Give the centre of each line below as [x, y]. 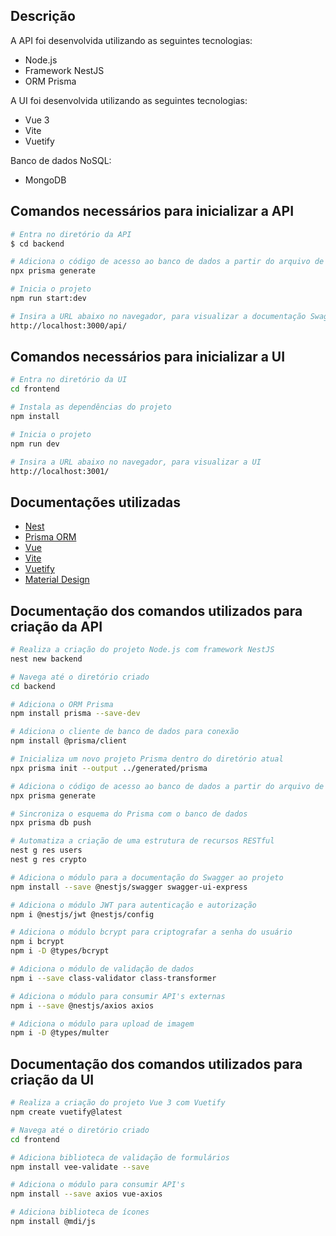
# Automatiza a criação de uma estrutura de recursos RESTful [142, 841]
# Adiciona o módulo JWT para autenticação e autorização [133, 905]
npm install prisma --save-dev [75, 714]
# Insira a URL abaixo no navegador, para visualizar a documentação [158, 316]
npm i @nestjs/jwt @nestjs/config [82, 914]
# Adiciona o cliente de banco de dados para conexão [125, 732]
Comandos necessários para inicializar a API [152, 211]
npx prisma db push [51, 823]
